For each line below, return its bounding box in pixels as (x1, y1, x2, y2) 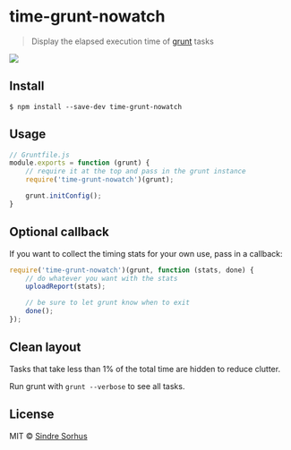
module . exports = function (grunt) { (9, 158, 150, 167)
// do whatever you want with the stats (25, 274, 178, 283)
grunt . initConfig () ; (25, 191, 102, 200)
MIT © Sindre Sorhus (9, 430, 88, 441)
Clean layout (9, 340, 81, 355)
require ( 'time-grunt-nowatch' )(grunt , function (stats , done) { (9, 266, 254, 275)
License (9, 407, 55, 422)
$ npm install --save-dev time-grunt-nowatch (9, 102, 182, 111)
